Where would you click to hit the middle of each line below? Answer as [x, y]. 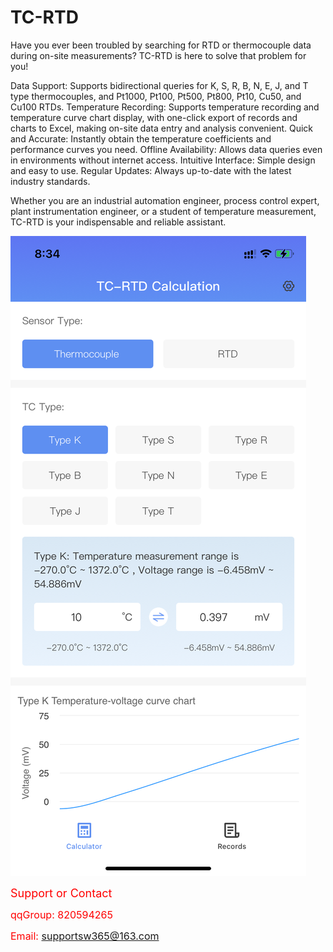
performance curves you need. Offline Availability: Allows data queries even [166, 149]
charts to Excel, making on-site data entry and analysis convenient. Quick [162, 128]
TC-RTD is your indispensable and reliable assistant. [118, 222]
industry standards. [50, 181]
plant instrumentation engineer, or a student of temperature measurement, [163, 211]
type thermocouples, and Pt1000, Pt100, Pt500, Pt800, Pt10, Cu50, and [156, 96]
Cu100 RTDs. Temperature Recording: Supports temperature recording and [165, 107]
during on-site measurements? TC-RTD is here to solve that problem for [158, 55]
